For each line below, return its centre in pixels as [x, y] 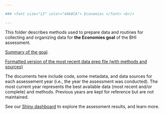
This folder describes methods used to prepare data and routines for [74, 32]
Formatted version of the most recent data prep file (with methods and [76, 61]
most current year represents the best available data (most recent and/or [79, 87]
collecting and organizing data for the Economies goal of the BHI [71, 37]
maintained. [17, 97]
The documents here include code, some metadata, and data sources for [79, 76]
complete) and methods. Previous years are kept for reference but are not [80, 91]
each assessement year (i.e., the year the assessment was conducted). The [82, 81]
